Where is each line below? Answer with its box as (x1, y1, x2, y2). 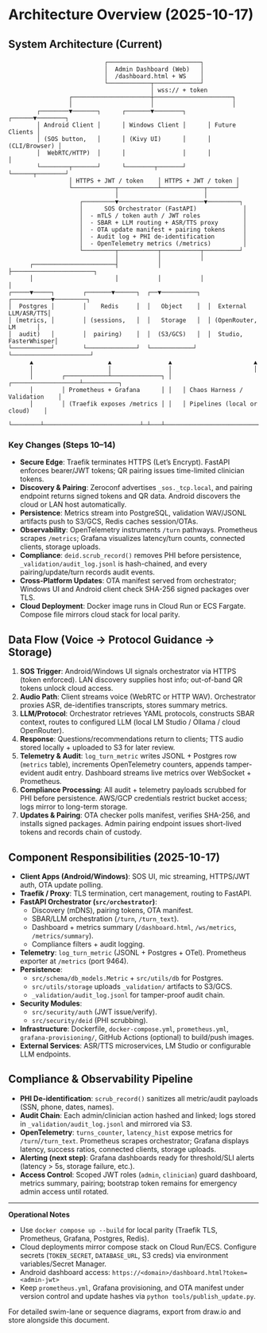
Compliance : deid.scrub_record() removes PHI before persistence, (19, 551, 242, 560)
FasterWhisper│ (8, 337, 59, 345)
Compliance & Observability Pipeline (8, 1072, 193, 1086)
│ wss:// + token (150, 86, 208, 94)
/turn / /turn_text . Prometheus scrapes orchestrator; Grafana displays (19, 1135, 250, 1145)
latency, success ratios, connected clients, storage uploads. (19, 1144, 217, 1154)
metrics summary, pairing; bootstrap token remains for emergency (19, 1178, 238, 1188)
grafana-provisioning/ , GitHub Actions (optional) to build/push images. (19, 1032, 254, 1041)
